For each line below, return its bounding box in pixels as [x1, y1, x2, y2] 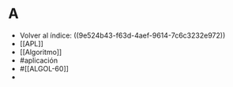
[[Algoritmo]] [19, 47, 62, 56]
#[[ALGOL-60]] [19, 63, 70, 73]
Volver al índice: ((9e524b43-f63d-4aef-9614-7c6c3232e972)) [19, 31, 226, 40]
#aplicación [19, 56, 58, 65]
